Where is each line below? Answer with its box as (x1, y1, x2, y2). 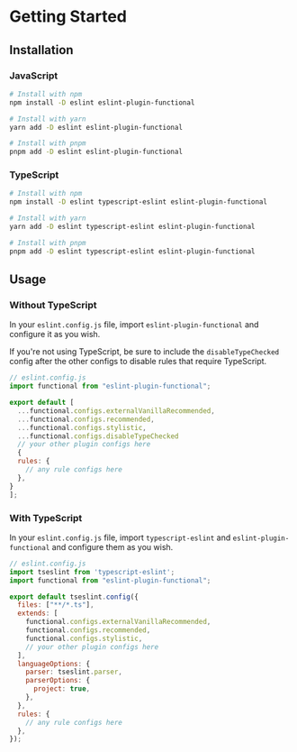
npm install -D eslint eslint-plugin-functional (9, 97, 195, 107)
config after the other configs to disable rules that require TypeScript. (9, 356, 267, 367)
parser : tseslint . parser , (25, 667, 123, 677)
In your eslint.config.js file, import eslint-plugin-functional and (9, 319, 259, 330)
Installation (9, 42, 74, 58)
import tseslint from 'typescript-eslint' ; (9, 567, 175, 576)
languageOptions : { (17, 659, 91, 668)
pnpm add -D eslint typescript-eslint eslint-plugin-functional (9, 246, 256, 256)
